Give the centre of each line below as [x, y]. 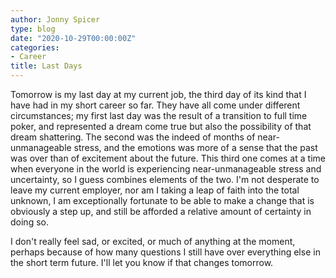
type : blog [33, 29]
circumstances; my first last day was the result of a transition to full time [159, 115]
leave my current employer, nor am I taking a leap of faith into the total [155, 190]
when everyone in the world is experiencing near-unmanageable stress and [166, 169]
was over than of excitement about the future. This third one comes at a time [168, 158]
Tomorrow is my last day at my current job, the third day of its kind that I [158, 94]
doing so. [29, 222]
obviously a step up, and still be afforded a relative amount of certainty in [161, 211]
